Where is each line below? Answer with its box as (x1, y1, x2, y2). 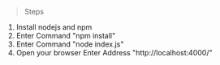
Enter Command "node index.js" (15, 39, 124, 49)
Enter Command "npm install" (15, 31, 116, 40)
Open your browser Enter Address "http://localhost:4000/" (15, 48, 213, 57)
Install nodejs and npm (15, 22, 93, 31)
